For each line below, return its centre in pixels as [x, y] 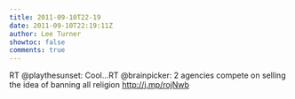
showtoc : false [37, 42]
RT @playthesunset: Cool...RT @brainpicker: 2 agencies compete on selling [147, 75]
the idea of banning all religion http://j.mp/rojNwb [99, 85]
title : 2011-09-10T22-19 [55, 17]
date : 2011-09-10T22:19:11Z [61, 26]
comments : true [37, 50]
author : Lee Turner [45, 34]
